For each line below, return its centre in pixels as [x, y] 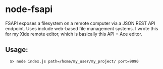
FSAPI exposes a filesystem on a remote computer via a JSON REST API [80, 23]
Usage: [17, 50]
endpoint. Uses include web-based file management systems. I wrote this [82, 28]
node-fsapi [29, 9]
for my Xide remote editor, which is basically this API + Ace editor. [74, 34]
